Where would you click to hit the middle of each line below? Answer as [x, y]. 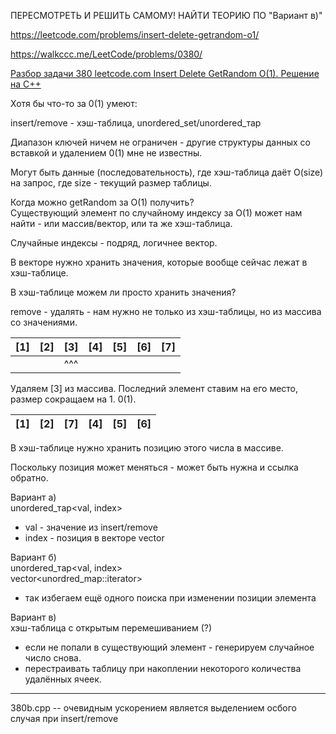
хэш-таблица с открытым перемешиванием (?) [111, 628]
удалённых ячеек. [63, 679]
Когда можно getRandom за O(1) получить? [102, 202]
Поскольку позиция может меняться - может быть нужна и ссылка [154, 467]
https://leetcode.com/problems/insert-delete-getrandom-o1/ [135, 34]
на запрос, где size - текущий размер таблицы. [111, 183]
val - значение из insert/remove [91, 527]
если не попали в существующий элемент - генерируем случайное [169, 647]
